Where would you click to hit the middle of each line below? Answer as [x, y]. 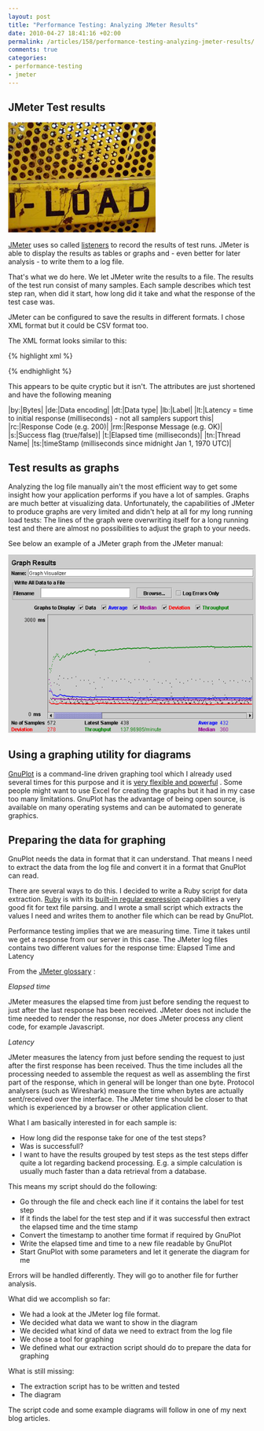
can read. [24, 875]
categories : [27, 58]
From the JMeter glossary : [52, 971]
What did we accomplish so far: [59, 1299]
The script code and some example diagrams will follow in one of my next [127, 1410]
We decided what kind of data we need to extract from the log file [126, 1331]
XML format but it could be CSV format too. [79, 325]
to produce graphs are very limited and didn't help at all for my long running [130, 512]
